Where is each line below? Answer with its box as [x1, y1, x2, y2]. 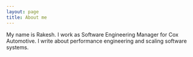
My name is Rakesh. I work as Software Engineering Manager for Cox [6, 31, 179, 38]
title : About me [6, 14, 47, 20]
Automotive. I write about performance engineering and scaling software [6, 37, 187, 44]
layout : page [6, 8, 39, 15]
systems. [6, 43, 29, 51]
